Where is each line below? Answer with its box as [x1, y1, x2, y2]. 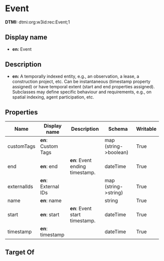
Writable [136, 125, 157, 132]
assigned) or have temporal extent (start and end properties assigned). [12, 83, 155, 89]
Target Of [5, 248, 35, 256]
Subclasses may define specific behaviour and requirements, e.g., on [12, 89, 152, 95]
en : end [40, 163, 58, 170]
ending [70, 163, 86, 170]
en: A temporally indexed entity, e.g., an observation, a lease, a [12, 73, 140, 79]
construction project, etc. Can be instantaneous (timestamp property [12, 79, 151, 84]
